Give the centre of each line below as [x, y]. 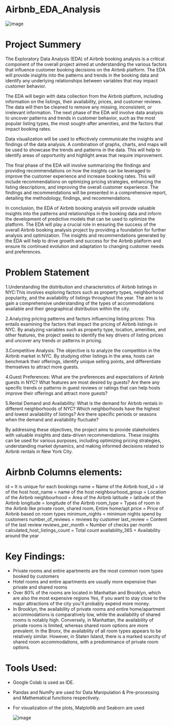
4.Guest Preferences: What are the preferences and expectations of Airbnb [85, 377]
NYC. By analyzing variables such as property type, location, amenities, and [85, 329]
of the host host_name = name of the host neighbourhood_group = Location [86, 492]
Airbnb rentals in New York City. [39, 451]
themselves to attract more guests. [42, 367]
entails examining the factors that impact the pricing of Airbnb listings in [81, 324]
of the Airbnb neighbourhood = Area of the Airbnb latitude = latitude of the [84, 497]
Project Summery [43, 45]
